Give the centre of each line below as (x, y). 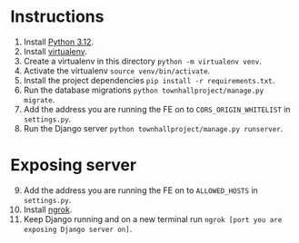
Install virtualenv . (55, 51)
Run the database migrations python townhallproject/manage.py (144, 90)
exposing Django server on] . (78, 228)
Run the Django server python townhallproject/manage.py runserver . (153, 128)
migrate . (39, 99)
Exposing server (74, 165)
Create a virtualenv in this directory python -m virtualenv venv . (142, 61)
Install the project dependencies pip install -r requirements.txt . (149, 80)
